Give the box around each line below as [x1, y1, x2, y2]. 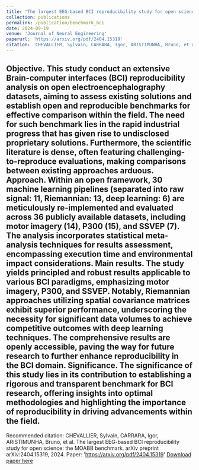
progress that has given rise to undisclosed [6, 129, 170, 139]
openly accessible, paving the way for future [6, 342, 175, 352]
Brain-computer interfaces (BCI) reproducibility [6, 73, 185, 83]
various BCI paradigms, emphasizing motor [6, 277, 170, 287]
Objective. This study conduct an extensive [6, 63, 171, 74]
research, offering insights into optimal [6, 388, 153, 398]
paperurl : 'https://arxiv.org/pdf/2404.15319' [6, 36, 123, 42]
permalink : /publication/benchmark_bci [6, 20, 105, 26]
